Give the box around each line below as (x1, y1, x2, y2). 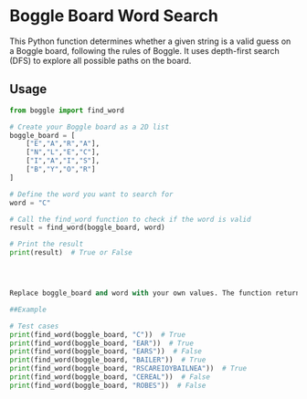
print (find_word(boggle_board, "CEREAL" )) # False (9, 373, 210, 382)
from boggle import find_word (9, 106, 125, 115)
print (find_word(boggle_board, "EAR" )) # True (9, 339, 195, 348)
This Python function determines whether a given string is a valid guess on (9, 36, 291, 47)
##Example (9, 305, 48, 314)
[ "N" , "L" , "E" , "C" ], (26, 148, 101, 157)
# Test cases (9, 321, 59, 331)
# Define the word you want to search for (9, 189, 174, 199)
